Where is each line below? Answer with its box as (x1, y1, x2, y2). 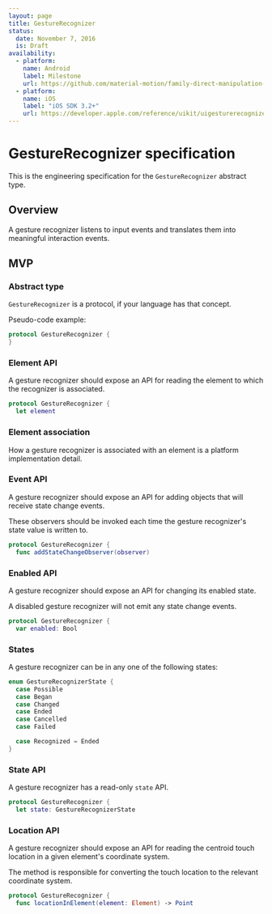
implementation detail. (8, 454, 83, 463)
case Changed (15, 700, 60, 709)
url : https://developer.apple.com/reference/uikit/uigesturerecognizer (23, 110, 270, 118)
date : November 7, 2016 (15, 34, 96, 43)
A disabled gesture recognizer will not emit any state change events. (8, 601, 237, 611)
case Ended (15, 708, 53, 716)
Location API (8, 824, 60, 836)
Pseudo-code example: (8, 315, 87, 324)
